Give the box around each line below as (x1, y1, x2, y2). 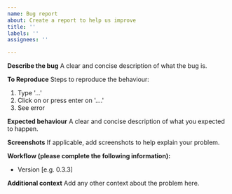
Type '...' (17, 89, 42, 97)
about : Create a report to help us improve (7, 17, 137, 24)
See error (17, 104, 46, 112)
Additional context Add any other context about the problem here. (7, 179, 200, 188)
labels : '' (7, 29, 39, 37)
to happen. (7, 125, 39, 133)
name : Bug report (7, 10, 58, 18)
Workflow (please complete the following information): (7, 152, 171, 160)
